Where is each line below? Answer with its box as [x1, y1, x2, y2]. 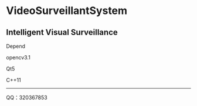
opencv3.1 [6, 54, 30, 61]
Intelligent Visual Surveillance [6, 27, 118, 37]
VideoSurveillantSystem [6, 4, 128, 17]
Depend [6, 43, 25, 50]
